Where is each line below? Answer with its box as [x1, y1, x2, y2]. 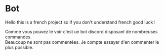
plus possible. [5, 44, 34, 50]
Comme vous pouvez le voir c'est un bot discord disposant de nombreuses [5, 28, 158, 34]
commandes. [5, 34, 32, 40]
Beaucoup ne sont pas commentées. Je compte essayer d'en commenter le [5, 39, 160, 45]
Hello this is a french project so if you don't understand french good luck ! [5, 19, 156, 25]
